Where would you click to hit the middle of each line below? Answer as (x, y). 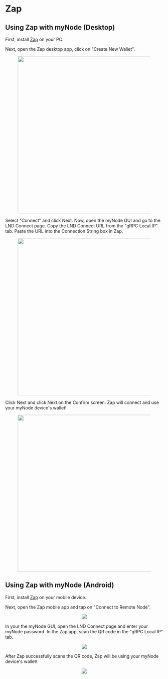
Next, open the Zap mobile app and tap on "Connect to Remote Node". (78, 607)
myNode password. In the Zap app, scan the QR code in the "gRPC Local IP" (84, 631)
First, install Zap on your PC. (34, 39)
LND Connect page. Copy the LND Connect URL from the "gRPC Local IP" (81, 226)
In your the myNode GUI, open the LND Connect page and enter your (76, 626)
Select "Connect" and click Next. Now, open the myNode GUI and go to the (83, 220)
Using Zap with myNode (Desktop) (60, 27)
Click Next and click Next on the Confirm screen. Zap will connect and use (82, 402)
